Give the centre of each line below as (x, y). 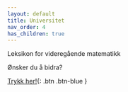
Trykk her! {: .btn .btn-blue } (47, 81)
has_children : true (36, 34)
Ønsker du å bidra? (35, 67)
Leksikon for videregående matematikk (64, 54)
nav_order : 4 (27, 27)
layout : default (31, 14)
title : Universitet (36, 21)
